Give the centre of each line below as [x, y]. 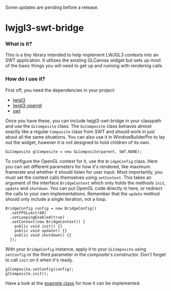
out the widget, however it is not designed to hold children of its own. [78, 142]
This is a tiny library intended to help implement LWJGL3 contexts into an [82, 55]
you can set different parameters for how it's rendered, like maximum [78, 166]
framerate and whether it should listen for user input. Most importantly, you [84, 172]
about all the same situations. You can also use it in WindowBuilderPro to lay [85, 137]
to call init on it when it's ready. [39, 260]
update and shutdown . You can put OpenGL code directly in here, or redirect [84, 188]
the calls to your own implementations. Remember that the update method [83, 194]
